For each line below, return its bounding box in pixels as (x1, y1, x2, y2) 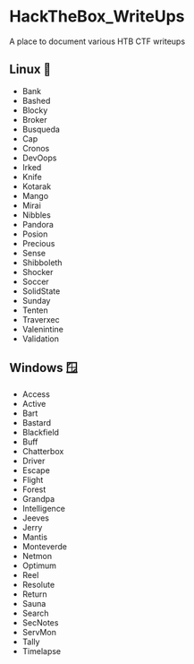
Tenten (21, 305, 49, 315)
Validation (21, 333, 60, 344)
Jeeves (21, 513, 49, 523)
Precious (21, 237, 55, 248)
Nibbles (21, 209, 51, 220)
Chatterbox (21, 445, 64, 456)
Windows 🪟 (9, 360, 78, 375)
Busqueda (21, 124, 61, 134)
